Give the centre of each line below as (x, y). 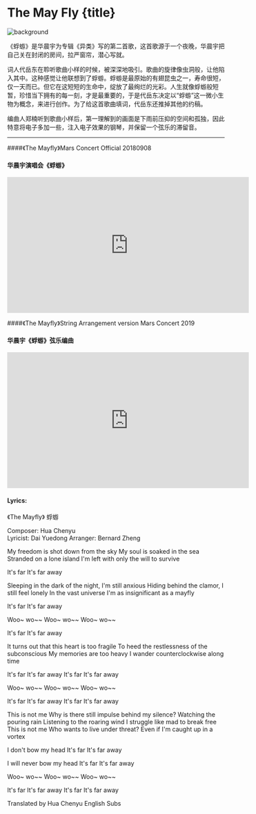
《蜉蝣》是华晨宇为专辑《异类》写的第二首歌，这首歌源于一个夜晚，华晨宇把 (116, 46)
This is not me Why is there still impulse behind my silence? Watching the (111, 714)
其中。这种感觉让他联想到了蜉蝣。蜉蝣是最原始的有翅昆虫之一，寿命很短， (119, 78)
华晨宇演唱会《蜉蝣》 (37, 165)
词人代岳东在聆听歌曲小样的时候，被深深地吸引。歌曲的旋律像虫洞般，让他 (113, 69)
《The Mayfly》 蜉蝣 (33, 516)
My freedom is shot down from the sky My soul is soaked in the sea (104, 551)
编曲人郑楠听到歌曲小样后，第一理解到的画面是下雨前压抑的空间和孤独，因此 (116, 118)
